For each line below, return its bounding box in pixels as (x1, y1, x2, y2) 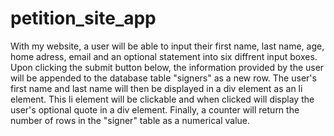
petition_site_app (10, 7, 157, 30)
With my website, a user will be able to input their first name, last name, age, (10, 40, 325, 52)
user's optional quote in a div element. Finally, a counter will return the (10, 103, 300, 116)
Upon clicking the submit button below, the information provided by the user (10, 61, 325, 73)
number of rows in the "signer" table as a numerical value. (10, 114, 251, 126)
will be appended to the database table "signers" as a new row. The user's (10, 72, 317, 84)
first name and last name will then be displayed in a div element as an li (10, 82, 303, 94)
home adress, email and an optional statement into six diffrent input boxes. (10, 50, 318, 62)
